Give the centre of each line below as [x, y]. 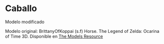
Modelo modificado [25, 22]
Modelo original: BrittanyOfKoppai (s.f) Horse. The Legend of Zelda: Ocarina [82, 31]
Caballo [21, 8]
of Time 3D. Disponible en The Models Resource [54, 36]
